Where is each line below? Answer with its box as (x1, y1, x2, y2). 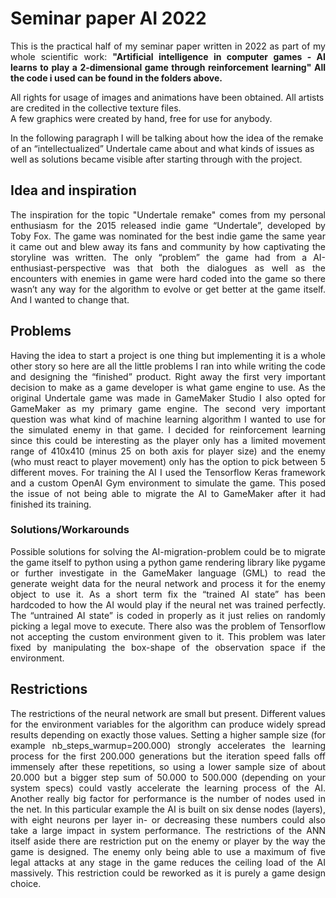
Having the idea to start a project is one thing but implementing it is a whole (10, 349, 326, 361)
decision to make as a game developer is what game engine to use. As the (10, 381, 326, 393)
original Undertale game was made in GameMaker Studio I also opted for (10, 392, 326, 404)
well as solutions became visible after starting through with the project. (10, 153, 303, 165)
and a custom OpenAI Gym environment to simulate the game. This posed (10, 477, 326, 489)
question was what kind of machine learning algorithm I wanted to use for (10, 413, 326, 425)
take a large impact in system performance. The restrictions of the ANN (10, 824, 326, 836)
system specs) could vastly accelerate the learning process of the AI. (10, 782, 326, 794)
